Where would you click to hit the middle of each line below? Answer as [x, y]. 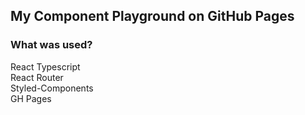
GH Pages [31, 98]
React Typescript [45, 66]
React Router [37, 77]
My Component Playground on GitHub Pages [152, 16]
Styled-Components [52, 88]
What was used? [51, 45]
